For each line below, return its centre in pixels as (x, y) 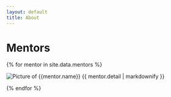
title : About (23, 18)
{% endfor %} (24, 88)
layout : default (27, 12)
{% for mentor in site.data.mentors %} (54, 65)
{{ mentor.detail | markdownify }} (123, 76)
